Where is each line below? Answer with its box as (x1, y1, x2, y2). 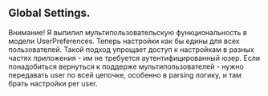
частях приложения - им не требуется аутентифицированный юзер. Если (8, 53, 261, 62)
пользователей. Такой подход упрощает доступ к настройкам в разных (8, 44, 254, 54)
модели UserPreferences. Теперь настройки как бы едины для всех (8, 36, 241, 46)
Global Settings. (8, 6, 91, 20)
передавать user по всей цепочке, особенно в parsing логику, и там (8, 70, 242, 79)
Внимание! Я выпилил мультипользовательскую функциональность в (8, 27, 247, 37)
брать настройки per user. (8, 78, 98, 88)
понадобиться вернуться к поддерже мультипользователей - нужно (8, 62, 245, 71)
